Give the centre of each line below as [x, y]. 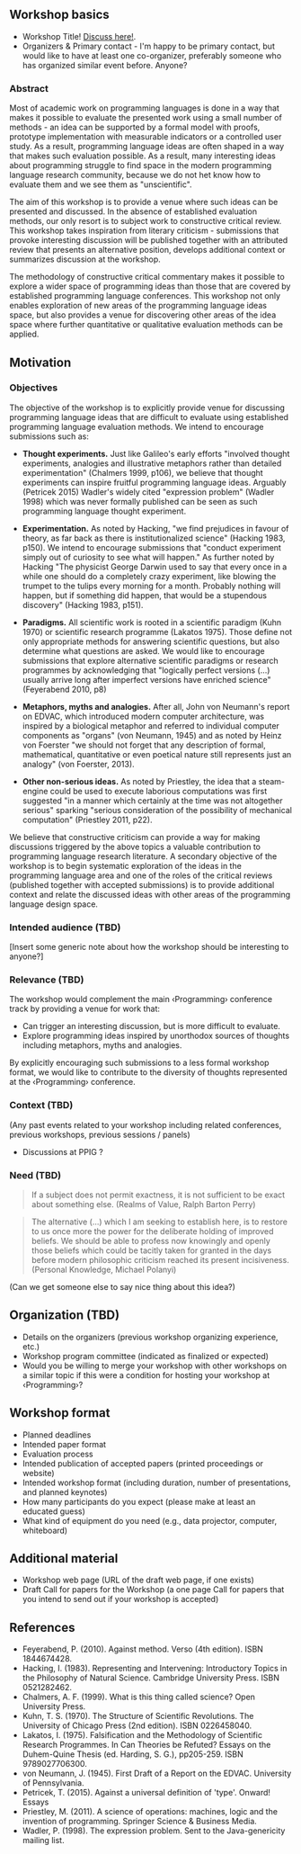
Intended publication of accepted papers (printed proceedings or [142, 1463]
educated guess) [53, 1511]
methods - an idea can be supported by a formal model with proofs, [135, 127]
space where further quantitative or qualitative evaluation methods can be [146, 325]
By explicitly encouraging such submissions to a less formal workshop [139, 1063]
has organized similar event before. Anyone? [105, 65]
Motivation [40, 362]
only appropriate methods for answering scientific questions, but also [151, 641]
